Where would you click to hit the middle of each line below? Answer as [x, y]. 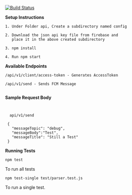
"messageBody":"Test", [35, 133]
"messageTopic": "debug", [38, 128]
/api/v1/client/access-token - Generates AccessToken [62, 75]
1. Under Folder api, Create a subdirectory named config [66, 26]
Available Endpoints [26, 66]
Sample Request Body [28, 97]
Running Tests [20, 151]
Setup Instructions [25, 17]
